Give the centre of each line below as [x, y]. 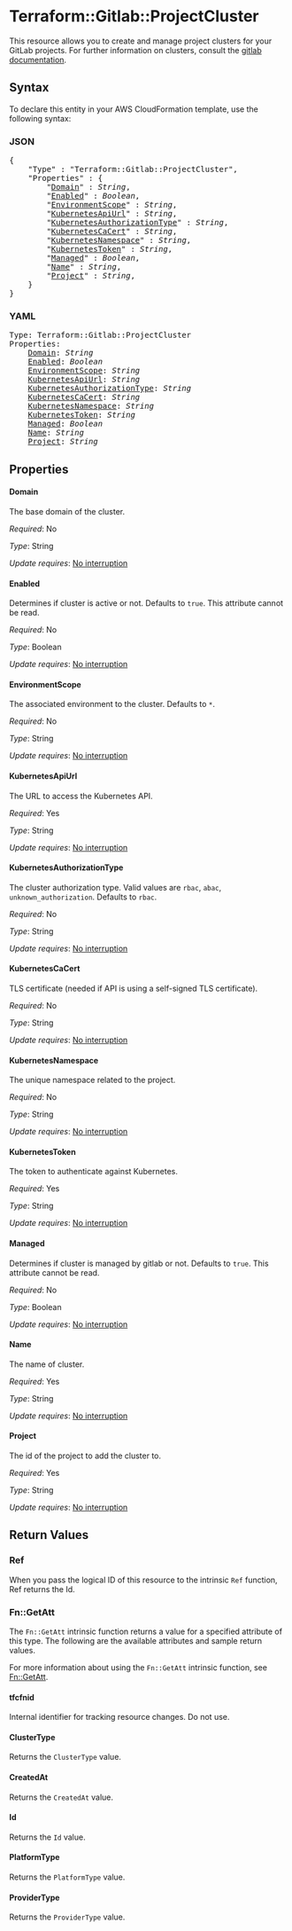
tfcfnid [22, 1697]
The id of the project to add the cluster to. [85, 1456]
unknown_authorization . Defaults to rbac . [83, 897]
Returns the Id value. [47, 1837]
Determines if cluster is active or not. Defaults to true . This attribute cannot [146, 603]
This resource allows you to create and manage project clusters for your [141, 41]
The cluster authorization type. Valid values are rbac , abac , [115, 887]
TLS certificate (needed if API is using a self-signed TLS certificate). [134, 988]
